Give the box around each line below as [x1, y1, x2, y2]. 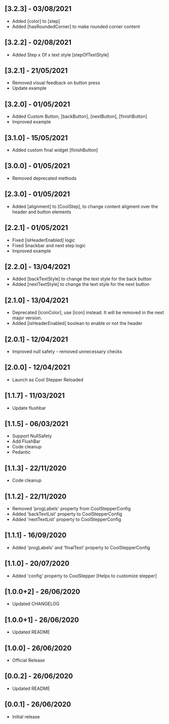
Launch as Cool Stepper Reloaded [12, 376, 84, 383]
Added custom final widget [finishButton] [12, 147, 98, 153]
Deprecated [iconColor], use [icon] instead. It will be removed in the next [12, 310, 164, 316]
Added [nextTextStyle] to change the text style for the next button [12, 281, 150, 287]
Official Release [12, 657, 45, 664]
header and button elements [12, 209, 71, 215]
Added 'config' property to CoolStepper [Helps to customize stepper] [12, 573, 157, 579]
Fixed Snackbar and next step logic [12, 242, 86, 248]
